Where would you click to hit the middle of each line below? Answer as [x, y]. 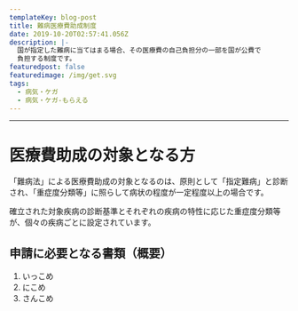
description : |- [39, 42]
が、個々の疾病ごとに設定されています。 [82, 222]
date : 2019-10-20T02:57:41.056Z [69, 34]
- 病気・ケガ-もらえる [53, 100]
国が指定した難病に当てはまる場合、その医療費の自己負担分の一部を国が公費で [139, 51]
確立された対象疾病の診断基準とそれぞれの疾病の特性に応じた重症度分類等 [145, 211]
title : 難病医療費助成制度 [53, 26]
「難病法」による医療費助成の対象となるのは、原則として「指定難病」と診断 [149, 181]
